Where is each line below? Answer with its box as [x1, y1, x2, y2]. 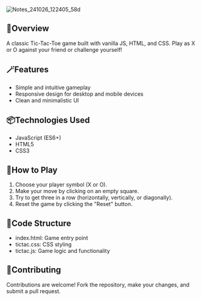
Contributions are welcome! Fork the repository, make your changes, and [6, 281, 190, 288]
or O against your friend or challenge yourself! [6, 46, 122, 53]
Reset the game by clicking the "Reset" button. [15, 200, 133, 208]
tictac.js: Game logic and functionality [15, 247, 110, 255]
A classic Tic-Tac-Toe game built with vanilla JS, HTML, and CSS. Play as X [6, 40, 196, 47]
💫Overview [6, 23, 49, 34]
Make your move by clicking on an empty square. [15, 188, 139, 195]
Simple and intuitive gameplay [15, 83, 91, 91]
